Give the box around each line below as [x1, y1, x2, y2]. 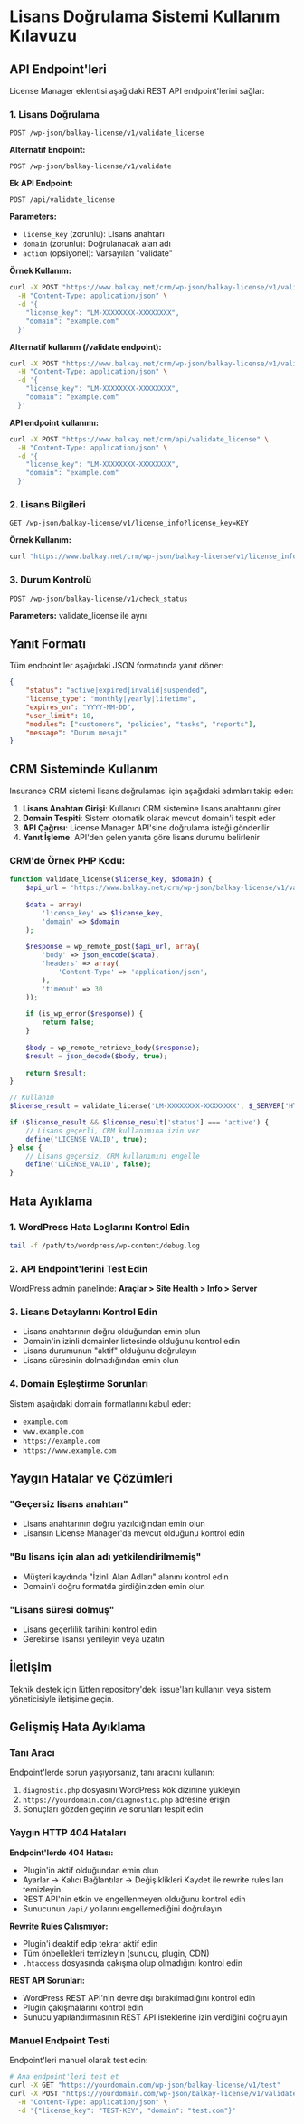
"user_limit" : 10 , [25, 711, 95, 720]
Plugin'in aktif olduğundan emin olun [22, 1864, 159, 1875]
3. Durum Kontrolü [9, 574, 92, 586]
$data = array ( [25, 900, 83, 910]
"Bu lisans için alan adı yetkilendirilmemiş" [9, 1550, 202, 1563]
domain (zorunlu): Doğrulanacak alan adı [22, 238, 172, 250]
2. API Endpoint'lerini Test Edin [9, 1262, 148, 1275]
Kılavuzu [9, 25, 77, 46]
